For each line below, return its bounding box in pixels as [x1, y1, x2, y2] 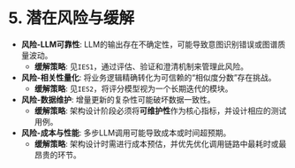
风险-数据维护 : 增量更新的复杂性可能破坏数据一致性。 [20, 94, 216, 104]
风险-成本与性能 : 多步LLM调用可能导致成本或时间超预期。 [20, 127, 231, 138]
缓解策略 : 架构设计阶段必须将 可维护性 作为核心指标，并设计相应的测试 [34, 105, 287, 116]
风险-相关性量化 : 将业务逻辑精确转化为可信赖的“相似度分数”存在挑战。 [20, 72, 276, 82]
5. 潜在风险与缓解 [8, 8, 134, 28]
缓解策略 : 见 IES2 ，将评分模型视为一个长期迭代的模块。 [34, 83, 233, 94]
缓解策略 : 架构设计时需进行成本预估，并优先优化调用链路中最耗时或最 [34, 138, 287, 149]
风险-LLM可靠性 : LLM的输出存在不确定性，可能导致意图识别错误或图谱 [20, 39, 278, 50]
